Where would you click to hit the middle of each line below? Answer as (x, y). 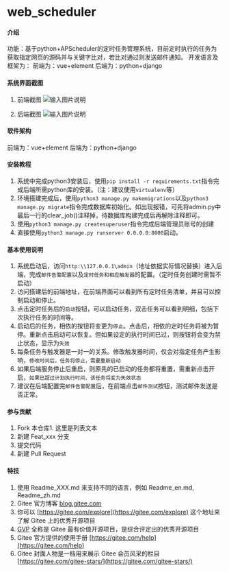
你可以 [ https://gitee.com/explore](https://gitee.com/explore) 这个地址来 (119, 512)
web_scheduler (52, 12)
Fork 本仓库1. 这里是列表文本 (57, 428)
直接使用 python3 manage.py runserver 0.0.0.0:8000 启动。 (99, 233)
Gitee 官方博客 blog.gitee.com (59, 503)
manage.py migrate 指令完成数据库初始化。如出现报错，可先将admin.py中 (119, 207)
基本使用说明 (25, 249)
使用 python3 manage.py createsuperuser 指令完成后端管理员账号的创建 (116, 224)
